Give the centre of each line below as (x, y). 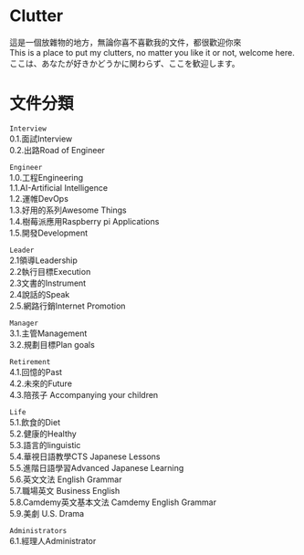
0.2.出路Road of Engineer (57, 150)
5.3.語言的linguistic (45, 445)
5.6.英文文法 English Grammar (66, 479)
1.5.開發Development (49, 233)
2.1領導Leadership (43, 260)
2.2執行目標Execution (50, 271)
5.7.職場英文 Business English (65, 490)
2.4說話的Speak (40, 294)
